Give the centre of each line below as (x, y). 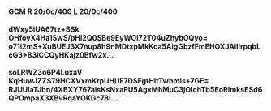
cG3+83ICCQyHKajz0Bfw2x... (61, 55)
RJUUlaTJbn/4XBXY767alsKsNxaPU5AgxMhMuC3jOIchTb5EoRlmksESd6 (135, 90)
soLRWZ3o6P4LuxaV (45, 72)
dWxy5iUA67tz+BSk (44, 29)
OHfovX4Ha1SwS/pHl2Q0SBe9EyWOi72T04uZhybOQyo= (108, 38)
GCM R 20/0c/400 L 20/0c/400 (63, 11)
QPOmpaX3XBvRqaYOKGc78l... (63, 98)
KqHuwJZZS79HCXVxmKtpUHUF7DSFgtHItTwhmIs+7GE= (109, 81)
